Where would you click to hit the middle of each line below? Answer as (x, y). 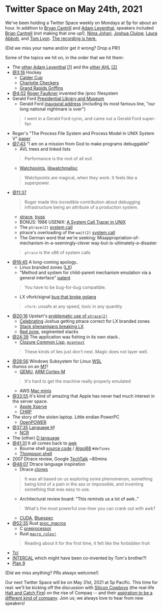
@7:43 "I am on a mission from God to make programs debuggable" (81, 143)
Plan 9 (19, 563)
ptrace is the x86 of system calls (57, 252)
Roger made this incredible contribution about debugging (82, 202)
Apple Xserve (33, 406)
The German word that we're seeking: (58, 238)
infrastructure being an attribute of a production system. (81, 207)
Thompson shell (36, 453)
